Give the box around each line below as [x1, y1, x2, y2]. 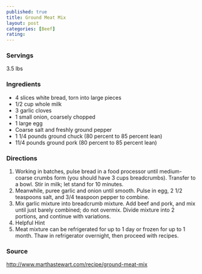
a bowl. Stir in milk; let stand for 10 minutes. [15, 181, 124, 188]
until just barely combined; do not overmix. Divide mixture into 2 [15, 206, 175, 214]
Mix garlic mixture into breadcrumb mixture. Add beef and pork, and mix [15, 200, 195, 207]
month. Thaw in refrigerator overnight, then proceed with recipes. [15, 232, 179, 240]
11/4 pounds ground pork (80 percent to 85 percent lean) [15, 139, 157, 146]
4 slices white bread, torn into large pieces [15, 94, 122, 101]
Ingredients [6, 80, 41, 88]
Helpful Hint [15, 219, 45, 227]
